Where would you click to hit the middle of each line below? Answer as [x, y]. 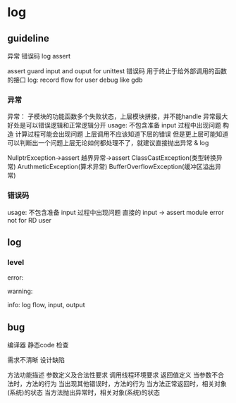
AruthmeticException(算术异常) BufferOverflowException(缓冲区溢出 [116, 167]
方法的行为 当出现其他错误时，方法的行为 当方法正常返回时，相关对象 [126, 384]
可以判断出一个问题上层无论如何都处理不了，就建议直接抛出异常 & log [108, 143]
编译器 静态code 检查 [38, 345]
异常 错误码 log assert [39, 56]
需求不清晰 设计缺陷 [36, 360]
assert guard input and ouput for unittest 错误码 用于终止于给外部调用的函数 [117, 71]
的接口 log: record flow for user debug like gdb [75, 80]
